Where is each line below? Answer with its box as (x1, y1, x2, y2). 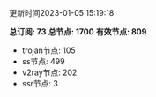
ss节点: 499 (21, 56, 65, 66)
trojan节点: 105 (21, 45, 77, 56)
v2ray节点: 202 (21, 67, 78, 78)
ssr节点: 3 (21, 78, 59, 88)
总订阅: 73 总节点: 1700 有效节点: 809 (9, 26, 147, 37)
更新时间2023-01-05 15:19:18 (9, 8, 115, 18)
